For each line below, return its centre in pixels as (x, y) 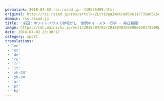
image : (12, 28)
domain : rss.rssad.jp (27, 18)
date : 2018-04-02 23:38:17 (32, 32)
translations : (20, 41)
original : (15, 14)
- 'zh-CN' (17, 73)
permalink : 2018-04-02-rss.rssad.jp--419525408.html (60, 9)
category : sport (21, 37)
